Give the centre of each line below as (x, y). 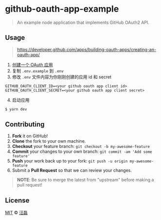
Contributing (25, 124)
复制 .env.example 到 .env (38, 71)
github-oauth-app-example (62, 9)
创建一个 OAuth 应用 (32, 65)
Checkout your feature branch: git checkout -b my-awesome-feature (81, 147)
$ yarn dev (16, 109)
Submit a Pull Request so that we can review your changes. (72, 170)
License (17, 200)
